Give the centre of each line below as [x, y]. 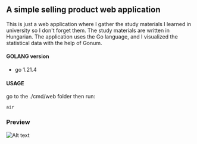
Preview [18, 122]
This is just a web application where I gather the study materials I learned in [99, 24]
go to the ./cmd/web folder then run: [51, 97]
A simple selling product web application [83, 10]
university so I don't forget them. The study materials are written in [88, 30]
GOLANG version [28, 56]
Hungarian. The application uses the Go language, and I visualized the [92, 36]
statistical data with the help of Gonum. [54, 43]
